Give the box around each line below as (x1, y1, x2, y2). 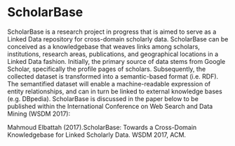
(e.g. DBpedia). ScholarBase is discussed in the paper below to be (7, 94, 199, 102)
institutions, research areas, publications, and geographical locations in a (7, 50, 219, 58)
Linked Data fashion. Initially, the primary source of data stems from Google (7, 57, 226, 65)
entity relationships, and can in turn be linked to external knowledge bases (7, 87, 222, 95)
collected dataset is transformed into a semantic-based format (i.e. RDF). (7, 72, 219, 81)
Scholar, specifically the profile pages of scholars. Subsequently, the (7, 65, 206, 73)
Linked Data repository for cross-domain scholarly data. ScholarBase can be (7, 34, 229, 43)
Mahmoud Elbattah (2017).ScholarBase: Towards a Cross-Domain (7, 123, 197, 131)
